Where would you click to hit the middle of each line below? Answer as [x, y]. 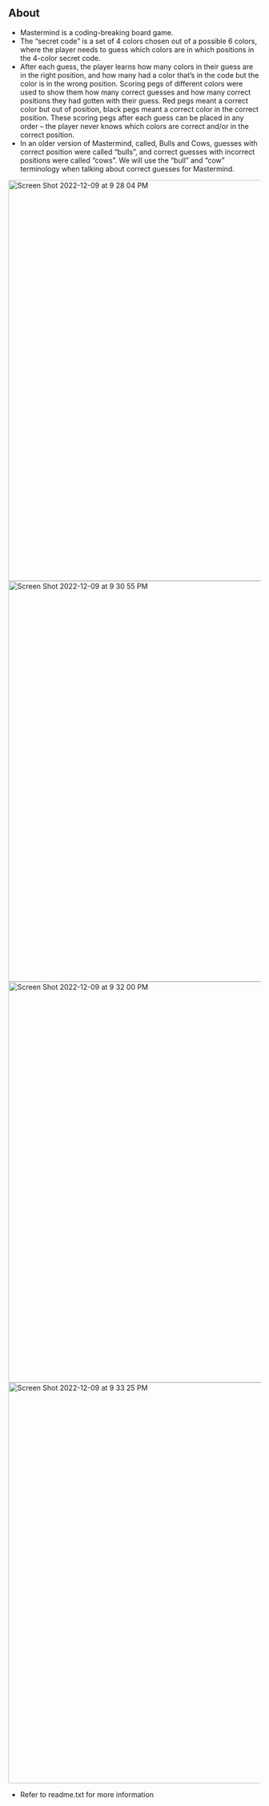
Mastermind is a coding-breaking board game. [96, 32]
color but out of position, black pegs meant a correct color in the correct [139, 109]
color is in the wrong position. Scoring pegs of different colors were [131, 83]
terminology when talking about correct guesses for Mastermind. [127, 168]
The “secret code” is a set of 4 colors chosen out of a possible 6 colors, [139, 41]
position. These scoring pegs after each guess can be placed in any [132, 117]
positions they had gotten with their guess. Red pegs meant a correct [134, 100]
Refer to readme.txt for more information [87, 1794]
